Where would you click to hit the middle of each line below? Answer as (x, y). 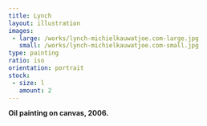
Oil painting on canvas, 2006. (59, 113)
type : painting (34, 53)
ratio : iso (26, 61)
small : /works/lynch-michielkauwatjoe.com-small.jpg (109, 46)
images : (21, 30)
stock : (19, 75)
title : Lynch (30, 16)
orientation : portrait (46, 68)
